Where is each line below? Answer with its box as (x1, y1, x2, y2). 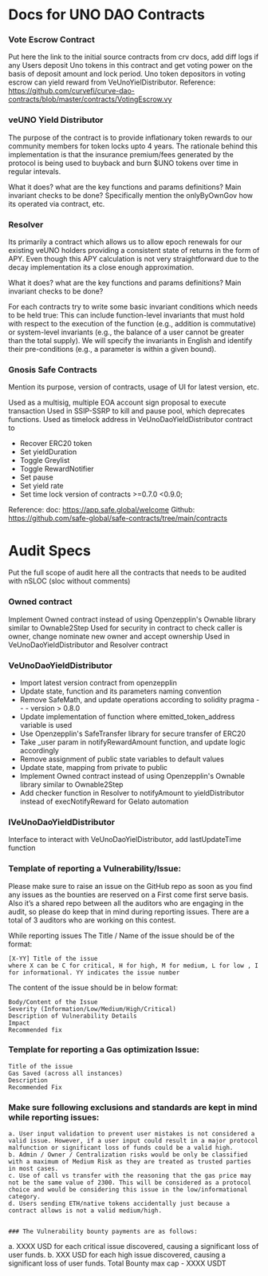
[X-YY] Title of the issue (8, 954, 98, 962)
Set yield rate (19, 481, 64, 491)
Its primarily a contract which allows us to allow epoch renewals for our (8, 237, 242, 247)
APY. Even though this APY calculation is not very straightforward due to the (8, 254, 259, 264)
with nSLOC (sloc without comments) (8, 576, 131, 586)
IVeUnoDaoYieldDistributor (8, 816, 116, 828)
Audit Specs (8, 541, 92, 559)
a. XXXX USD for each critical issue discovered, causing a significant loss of (8, 1242, 259, 1251)
